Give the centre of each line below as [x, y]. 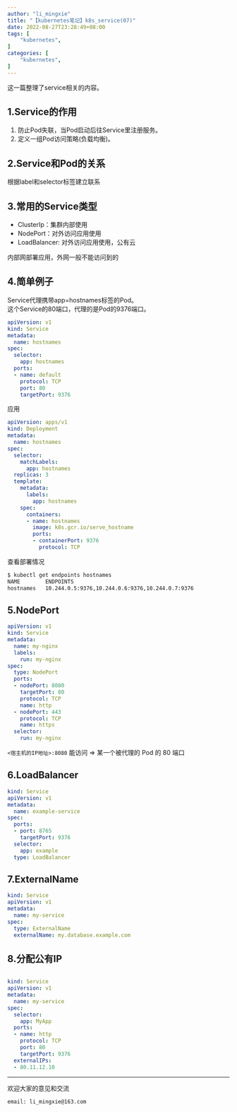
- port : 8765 [33, 831]
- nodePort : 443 [37, 712]
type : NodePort [36, 672]
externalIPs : [33, 1060]
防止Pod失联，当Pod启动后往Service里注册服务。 [90, 130]
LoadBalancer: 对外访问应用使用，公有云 [77, 242]
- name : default [37, 375]
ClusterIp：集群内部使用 [53, 225]
